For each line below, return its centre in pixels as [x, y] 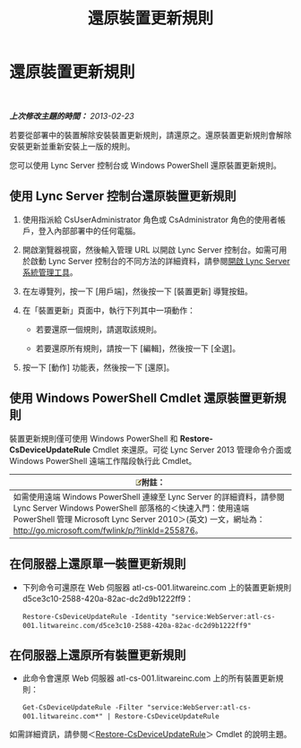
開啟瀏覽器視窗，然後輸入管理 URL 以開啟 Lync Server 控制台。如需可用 [155, 249]
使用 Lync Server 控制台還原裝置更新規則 [123, 197]
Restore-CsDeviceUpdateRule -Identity [95, 616]
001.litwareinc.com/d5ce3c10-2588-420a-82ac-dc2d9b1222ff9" [137, 625]
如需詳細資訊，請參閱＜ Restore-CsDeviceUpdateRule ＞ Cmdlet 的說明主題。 [150, 735]
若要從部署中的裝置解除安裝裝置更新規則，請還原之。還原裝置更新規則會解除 [150, 134]
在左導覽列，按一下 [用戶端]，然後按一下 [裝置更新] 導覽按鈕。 [138, 291]
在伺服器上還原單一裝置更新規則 [98, 564]
